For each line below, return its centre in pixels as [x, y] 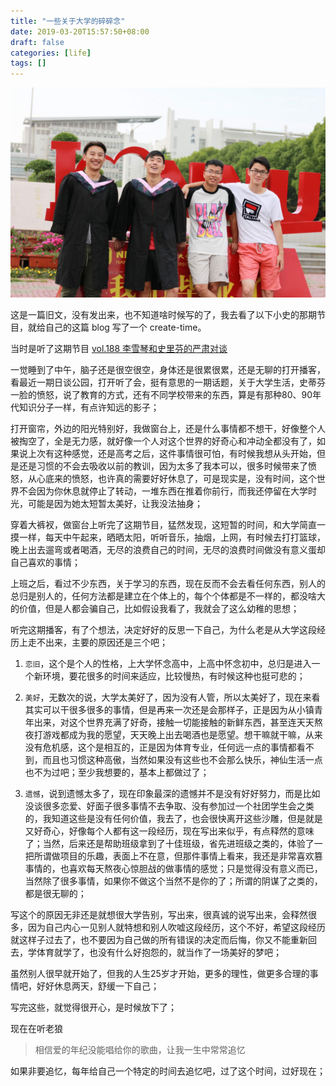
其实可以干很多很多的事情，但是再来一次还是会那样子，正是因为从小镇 [169, 709]
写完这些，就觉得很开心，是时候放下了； [93, 1007]
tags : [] [28, 63]
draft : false [37, 42]
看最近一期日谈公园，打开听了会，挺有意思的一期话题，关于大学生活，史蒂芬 [168, 382]
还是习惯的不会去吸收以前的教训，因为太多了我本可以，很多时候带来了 [163, 466]
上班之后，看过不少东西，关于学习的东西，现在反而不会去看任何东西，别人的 [168, 583]
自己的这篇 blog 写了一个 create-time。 [125, 327]
